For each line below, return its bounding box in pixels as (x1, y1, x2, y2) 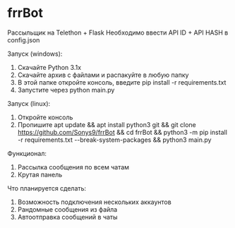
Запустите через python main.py (17, 85, 115, 94)
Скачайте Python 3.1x (17, 63, 82, 71)
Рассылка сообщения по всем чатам (17, 162, 129, 171)
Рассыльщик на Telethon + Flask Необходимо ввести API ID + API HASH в (7, 28, 229, 37)
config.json (7, 35, 40, 44)
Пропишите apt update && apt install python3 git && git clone (17, 120, 196, 128)
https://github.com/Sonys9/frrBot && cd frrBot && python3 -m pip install (17, 128, 228, 136)
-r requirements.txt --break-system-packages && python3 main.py (17, 136, 212, 144)
